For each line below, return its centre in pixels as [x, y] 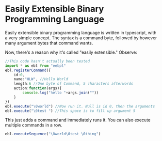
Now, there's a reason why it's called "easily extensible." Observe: [71, 52]
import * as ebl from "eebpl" [36, 66]
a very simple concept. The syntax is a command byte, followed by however [81, 38]
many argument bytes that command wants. [49, 43]
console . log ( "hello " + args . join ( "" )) [60, 93]
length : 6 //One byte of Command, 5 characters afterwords [73, 84]
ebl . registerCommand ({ [28, 70]
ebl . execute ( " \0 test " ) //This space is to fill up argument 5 [70, 111]
